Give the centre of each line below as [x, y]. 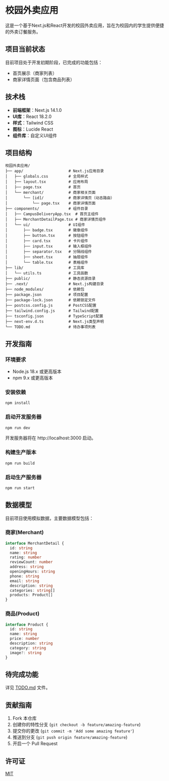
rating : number [26, 557]
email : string [24, 581]
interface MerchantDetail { [35, 543]
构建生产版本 [21, 453]
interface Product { [27, 625]
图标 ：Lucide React [33, 129]
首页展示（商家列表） [35, 73]
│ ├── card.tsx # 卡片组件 [47, 241]
